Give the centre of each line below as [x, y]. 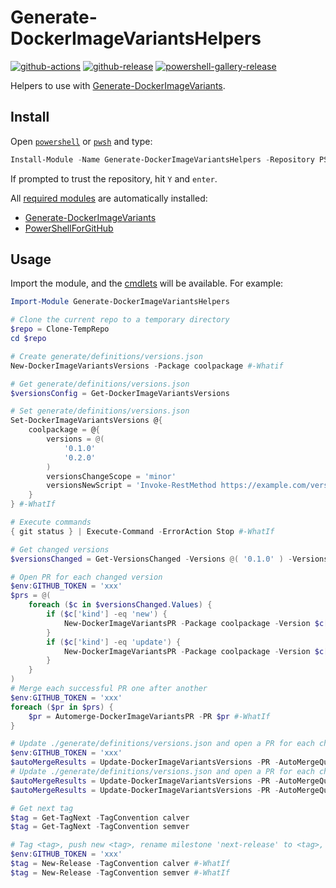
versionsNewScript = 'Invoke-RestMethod [131, 486]
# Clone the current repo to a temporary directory [120, 320]
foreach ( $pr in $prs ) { [62, 707]
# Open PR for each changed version [86, 577]
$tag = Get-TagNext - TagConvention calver [100, 817]
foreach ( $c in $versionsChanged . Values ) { [120, 605]
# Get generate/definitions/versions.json [100, 384]
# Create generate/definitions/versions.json [106, 356]
